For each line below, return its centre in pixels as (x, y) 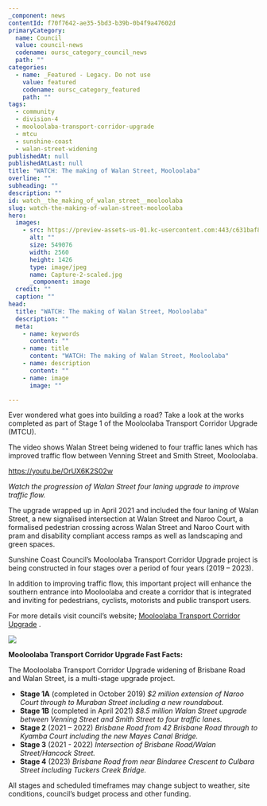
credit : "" (33, 290)
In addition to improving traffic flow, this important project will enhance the (130, 584)
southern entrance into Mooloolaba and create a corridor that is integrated (130, 592)
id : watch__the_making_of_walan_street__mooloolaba (95, 201)
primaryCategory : (37, 30)
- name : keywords (51, 334)
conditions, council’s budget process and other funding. (100, 794)
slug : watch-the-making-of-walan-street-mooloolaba (95, 208)
